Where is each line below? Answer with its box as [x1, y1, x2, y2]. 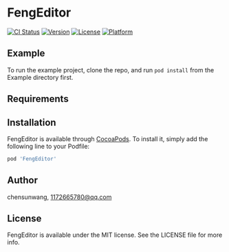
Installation [7, 116, 56, 128]
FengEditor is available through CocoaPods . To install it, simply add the [7, 134, 208, 143]
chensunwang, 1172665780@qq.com [7, 193, 112, 201]
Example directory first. [7, 73, 74, 81]
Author [7, 174, 38, 187]
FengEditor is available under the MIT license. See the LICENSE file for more [7, 231, 223, 239]
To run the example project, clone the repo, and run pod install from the [7, 65, 215, 74]
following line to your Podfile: [7, 142, 90, 150]
